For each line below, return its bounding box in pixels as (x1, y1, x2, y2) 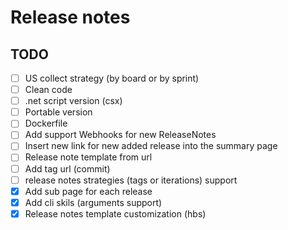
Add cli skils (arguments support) (24, 196, 163, 208)
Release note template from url (24, 151, 153, 163)
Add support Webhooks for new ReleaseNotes (24, 129, 217, 141)
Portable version (24, 106, 93, 118)
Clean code (24, 84, 73, 96)
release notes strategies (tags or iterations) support (24, 174, 238, 186)
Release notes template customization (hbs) (24, 207, 207, 220)
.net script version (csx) (24, 95, 123, 107)
